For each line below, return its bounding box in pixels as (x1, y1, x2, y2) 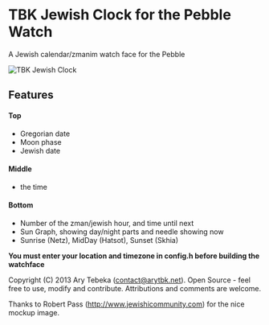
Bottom (8, 200, 34, 210)
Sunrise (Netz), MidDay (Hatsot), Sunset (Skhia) (19, 235, 179, 245)
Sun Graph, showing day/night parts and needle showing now (19, 227, 224, 237)
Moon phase (19, 137, 62, 146)
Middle (8, 164, 32, 174)
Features (8, 88, 54, 102)
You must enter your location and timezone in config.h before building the (8, 251, 260, 261)
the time (19, 182, 48, 191)
